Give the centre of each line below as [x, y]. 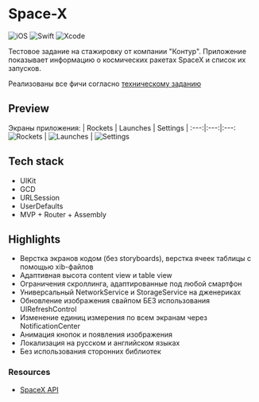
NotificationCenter [50, 326]
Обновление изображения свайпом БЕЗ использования [115, 301]
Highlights [35, 239]
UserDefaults [41, 206]
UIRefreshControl [48, 309]
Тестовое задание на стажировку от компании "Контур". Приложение [128, 51]
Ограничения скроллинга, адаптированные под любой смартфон [131, 284]
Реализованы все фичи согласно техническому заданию [105, 84]
